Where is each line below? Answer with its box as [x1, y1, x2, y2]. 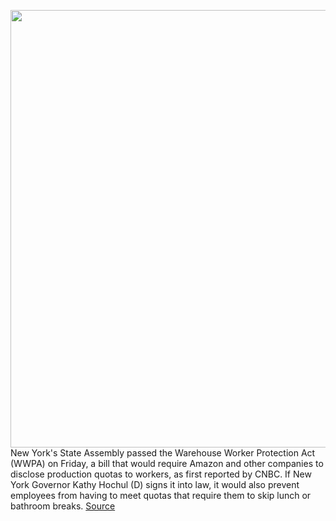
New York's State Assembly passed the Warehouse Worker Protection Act [10, 447, 316, 459]
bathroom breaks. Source [10, 500, 116, 512]
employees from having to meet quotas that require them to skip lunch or [10, 490, 312, 501]
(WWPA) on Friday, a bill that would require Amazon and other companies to [10, 458, 324, 469]
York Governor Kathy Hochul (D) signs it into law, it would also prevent [10, 479, 300, 490]
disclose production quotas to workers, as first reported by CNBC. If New [10, 468, 312, 480]
